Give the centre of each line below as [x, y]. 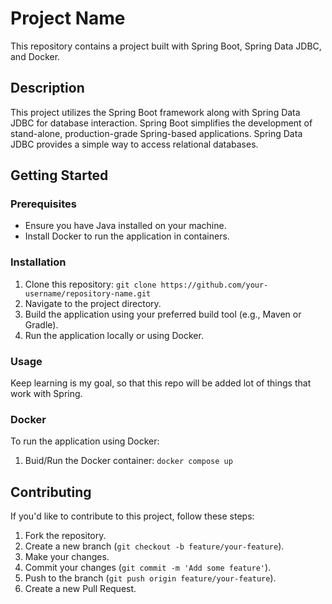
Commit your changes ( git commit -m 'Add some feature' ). [148, 568]
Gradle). [41, 324]
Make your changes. [67, 557]
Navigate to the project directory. [93, 303]
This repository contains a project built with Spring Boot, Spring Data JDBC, [166, 46]
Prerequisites [43, 204]
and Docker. [35, 56]
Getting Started [59, 175]
